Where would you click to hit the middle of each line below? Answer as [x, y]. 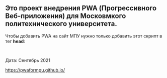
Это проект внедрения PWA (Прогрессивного [81, 8]
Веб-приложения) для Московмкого [66, 16]
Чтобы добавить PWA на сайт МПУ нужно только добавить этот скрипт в [84, 36]
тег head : [15, 41]
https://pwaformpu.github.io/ [35, 70]
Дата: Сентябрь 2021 [28, 60]
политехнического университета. [61, 24]
